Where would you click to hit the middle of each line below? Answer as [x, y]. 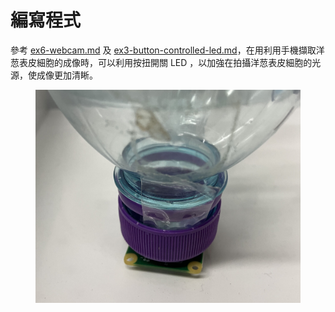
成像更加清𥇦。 [67, 75]
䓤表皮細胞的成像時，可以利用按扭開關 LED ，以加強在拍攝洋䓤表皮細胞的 [161, 62]
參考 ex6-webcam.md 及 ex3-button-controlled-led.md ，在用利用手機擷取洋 [167, 50]
